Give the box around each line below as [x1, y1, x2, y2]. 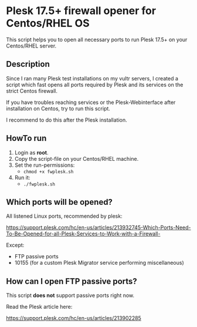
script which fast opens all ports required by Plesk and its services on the [6, 81, 184, 88]
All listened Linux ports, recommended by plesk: [6, 213, 123, 220]
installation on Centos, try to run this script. [6, 104, 110, 112]
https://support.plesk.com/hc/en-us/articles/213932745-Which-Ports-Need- [6, 224, 191, 231]
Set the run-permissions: [14, 161, 75, 168]
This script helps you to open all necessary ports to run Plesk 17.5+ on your [6, 36, 188, 43]
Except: [6, 242, 25, 249]
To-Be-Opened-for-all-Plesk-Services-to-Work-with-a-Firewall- [6, 230, 161, 237]
